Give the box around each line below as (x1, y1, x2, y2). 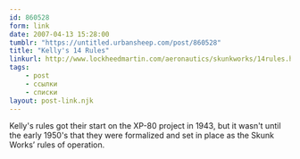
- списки (25, 88, 58, 96)
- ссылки (25, 79, 58, 88)
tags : (9, 63, 29, 72)
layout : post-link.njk (9, 96, 94, 105)
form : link (9, 21, 50, 30)
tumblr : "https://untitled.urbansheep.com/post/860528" (9, 38, 221, 47)
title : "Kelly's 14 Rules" (9, 46, 110, 55)
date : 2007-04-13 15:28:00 (9, 29, 110, 38)
